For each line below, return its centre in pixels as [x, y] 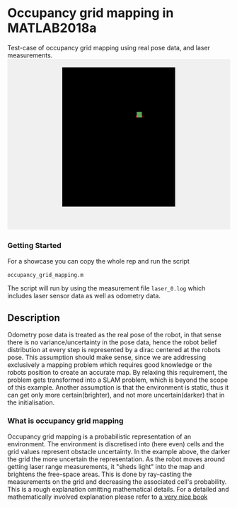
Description [34, 318]
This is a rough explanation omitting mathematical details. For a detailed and [118, 489]
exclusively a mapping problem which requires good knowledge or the [110, 365]
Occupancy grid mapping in [91, 13]
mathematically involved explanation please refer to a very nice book [108, 497]
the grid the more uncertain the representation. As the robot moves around [116, 459]
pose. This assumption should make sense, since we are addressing [107, 357]
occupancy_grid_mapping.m [45, 275]
